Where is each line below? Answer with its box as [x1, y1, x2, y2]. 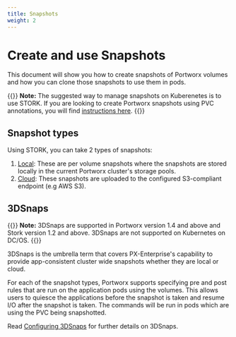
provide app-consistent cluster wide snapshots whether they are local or [7, 257, 219, 266]
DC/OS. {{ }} [7, 236, 42, 245]
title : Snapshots [7, 10, 59, 18]
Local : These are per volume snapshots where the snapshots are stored [17, 159, 228, 168]
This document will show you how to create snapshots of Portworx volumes [7, 71, 228, 79]
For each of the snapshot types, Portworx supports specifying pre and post [7, 278, 228, 287]
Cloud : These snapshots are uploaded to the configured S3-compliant [17, 174, 222, 183]
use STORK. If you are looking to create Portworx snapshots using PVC [7, 99, 214, 108]
